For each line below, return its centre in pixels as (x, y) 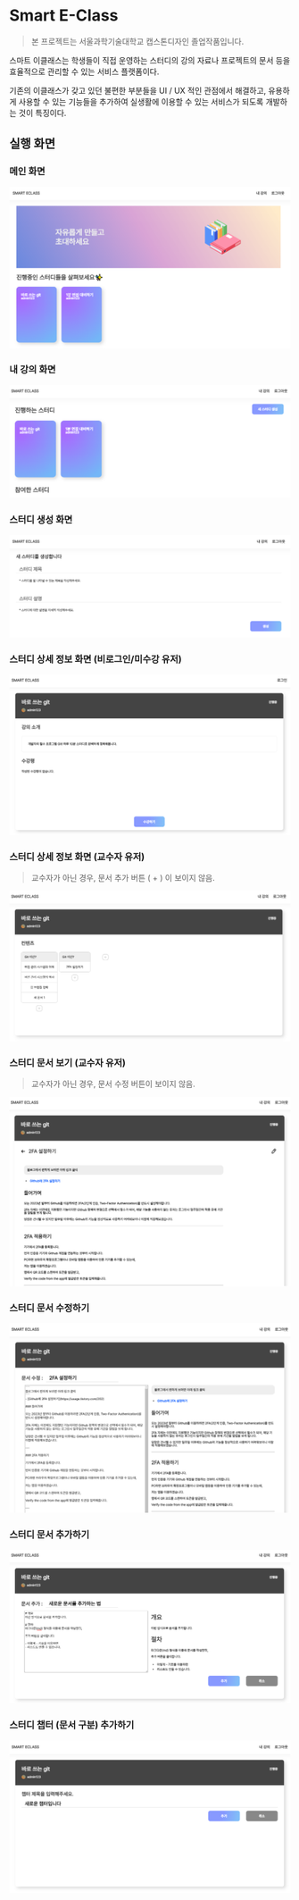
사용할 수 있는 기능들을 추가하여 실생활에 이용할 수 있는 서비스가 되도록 (141, 101)
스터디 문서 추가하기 (50, 1535)
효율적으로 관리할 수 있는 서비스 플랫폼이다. (84, 71)
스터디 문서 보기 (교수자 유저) (68, 1062)
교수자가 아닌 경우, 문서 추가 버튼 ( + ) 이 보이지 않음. (123, 878)
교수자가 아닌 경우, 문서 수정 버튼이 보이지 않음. (113, 1084)
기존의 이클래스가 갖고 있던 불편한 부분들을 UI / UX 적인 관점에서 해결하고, (138, 90)
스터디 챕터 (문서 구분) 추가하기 (72, 1725)
